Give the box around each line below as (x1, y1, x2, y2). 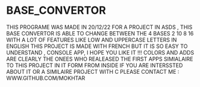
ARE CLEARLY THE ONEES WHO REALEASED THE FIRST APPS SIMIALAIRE (6, 55, 194, 62)
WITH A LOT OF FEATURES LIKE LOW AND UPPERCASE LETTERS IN (6, 36, 177, 43)
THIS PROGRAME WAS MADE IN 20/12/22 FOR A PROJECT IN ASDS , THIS (6, 23, 193, 31)
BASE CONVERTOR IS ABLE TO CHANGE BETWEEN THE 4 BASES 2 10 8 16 (6, 29, 194, 37)
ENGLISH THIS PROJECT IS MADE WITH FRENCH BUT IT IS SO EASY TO (6, 43, 188, 50)
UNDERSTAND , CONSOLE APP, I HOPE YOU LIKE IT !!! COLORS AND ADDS (6, 49, 195, 56)
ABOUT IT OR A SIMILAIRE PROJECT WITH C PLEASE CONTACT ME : (6, 68, 180, 75)
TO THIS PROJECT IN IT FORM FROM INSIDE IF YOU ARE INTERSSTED (6, 61, 183, 69)
